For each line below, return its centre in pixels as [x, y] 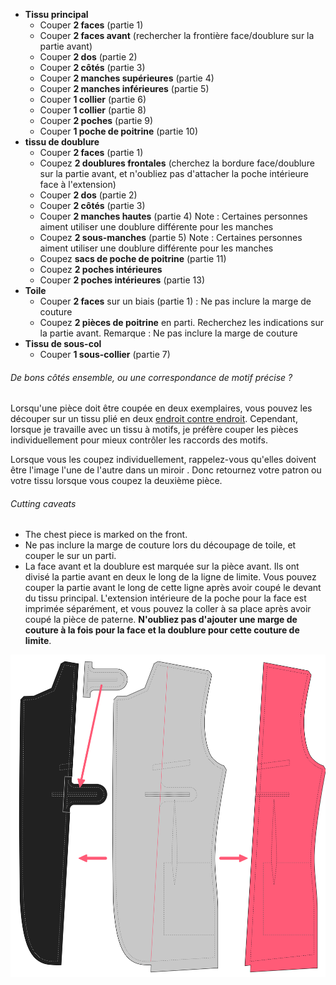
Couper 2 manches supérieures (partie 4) [127, 78]
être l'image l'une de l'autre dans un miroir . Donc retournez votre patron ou [166, 470]
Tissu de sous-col [63, 343]
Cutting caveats [43, 503]
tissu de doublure [62, 142]
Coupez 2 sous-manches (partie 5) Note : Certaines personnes [171, 237]
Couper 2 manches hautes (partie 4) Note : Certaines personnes [173, 216]
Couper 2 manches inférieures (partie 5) [124, 88]
